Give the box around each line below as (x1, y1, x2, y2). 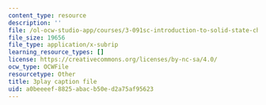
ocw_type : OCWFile (8, 63, 69, 71)
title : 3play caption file (8, 77, 97, 85)
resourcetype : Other (8, 70, 77, 78)
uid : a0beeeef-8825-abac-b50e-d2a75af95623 (8, 84, 154, 93)
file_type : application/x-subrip (8, 41, 119, 49)
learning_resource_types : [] (8, 48, 104, 56)
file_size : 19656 (8, 33, 66, 42)
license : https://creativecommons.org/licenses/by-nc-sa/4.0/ (8, 56, 218, 64)
